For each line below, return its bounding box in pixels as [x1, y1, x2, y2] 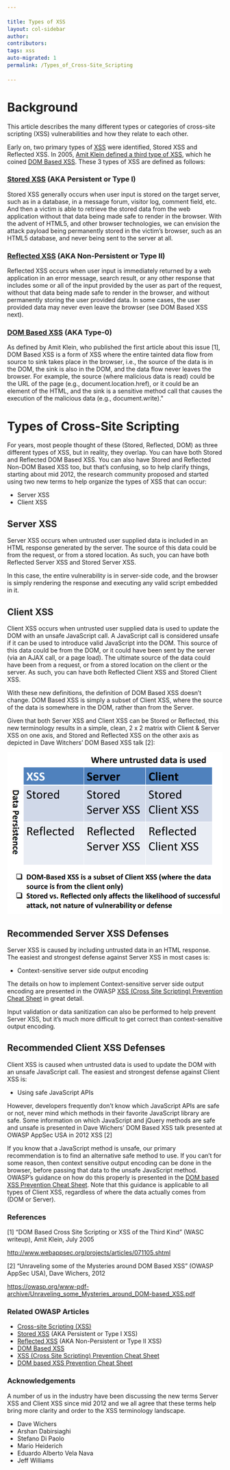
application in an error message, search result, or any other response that [7, 274, 215, 282]
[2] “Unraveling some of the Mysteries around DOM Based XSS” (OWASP [7, 1262, 214, 1270]
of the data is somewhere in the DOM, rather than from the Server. [7, 703, 194, 712]
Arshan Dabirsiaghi [16, 1427, 71, 1435]
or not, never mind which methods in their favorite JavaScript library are [7, 1109, 210, 1117]
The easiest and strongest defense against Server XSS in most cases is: [7, 953, 210, 961]
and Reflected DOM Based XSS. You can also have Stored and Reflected [7, 455, 212, 464]
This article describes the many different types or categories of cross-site [7, 122, 216, 131]
